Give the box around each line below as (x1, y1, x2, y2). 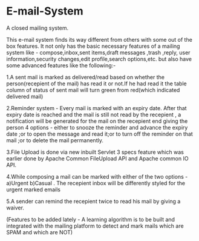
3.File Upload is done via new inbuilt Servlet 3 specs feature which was (6, 148, 184, 156)
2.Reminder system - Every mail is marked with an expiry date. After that (6, 104, 187, 111)
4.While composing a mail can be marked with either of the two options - (6, 173, 188, 180)
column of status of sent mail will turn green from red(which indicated (6, 86, 180, 93)
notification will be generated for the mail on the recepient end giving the (6, 117, 188, 125)
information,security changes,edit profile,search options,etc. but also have (6, 55, 192, 62)
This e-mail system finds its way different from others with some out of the (6, 36, 192, 43)
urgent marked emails (6, 186, 60, 193)
